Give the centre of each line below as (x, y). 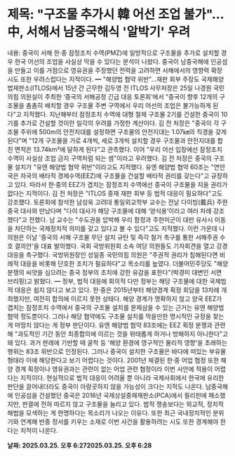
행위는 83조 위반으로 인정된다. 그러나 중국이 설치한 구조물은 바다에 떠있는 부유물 (117, 351)
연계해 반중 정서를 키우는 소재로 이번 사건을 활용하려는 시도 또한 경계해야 (119, 422)
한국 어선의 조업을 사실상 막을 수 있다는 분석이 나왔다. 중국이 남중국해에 (112, 61)
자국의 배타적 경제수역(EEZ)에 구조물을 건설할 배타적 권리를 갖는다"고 (115, 176)
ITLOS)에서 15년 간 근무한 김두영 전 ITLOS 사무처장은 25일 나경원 (122, 88)
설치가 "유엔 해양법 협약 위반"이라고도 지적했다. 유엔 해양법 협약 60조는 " (114, 167)
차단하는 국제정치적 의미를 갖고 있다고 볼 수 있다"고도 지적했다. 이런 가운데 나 (120, 228)
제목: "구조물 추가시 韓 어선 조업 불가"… (116, 14)
